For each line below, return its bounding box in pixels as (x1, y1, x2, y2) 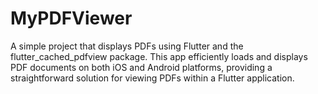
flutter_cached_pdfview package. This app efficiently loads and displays (10, 50, 308, 62)
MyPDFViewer (10, 7, 133, 30)
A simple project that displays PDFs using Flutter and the (10, 40, 244, 52)
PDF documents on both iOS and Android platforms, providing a (10, 61, 273, 73)
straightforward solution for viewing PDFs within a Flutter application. (10, 72, 295, 84)
